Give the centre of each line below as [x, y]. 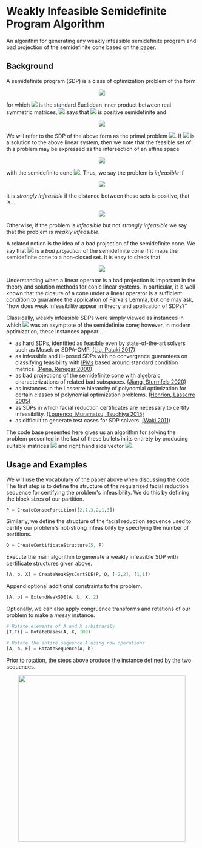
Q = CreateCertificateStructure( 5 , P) [55, 546]
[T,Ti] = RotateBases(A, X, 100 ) [49, 632]
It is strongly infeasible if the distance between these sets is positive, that [98, 196]
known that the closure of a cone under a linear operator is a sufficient [94, 293]
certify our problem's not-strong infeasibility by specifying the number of [98, 528]
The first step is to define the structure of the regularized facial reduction [98, 486]
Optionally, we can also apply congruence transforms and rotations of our [99, 609]
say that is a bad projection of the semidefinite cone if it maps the [92, 250]
